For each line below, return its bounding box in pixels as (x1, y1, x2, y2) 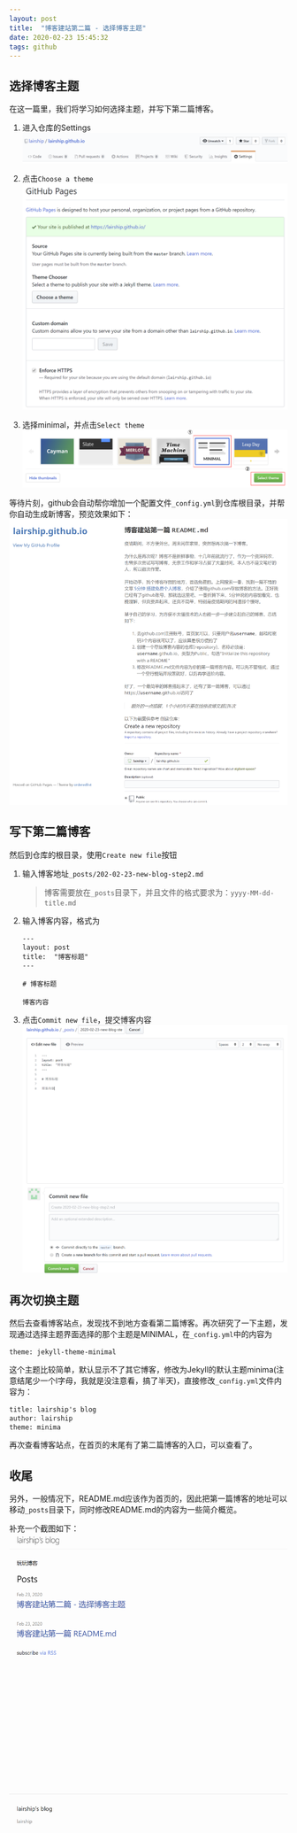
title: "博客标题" (21, 952, 88, 961)
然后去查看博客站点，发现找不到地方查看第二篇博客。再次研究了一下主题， (9, 1318, 280, 1328)
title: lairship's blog (9, 1405, 97, 1414)
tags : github (9, 43, 57, 51)
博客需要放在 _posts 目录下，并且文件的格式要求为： (43, 886, 232, 898)
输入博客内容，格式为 (21, 915, 100, 925)
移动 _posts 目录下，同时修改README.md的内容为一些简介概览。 (9, 1504, 242, 1514)
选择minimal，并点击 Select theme (21, 420, 145, 430)
